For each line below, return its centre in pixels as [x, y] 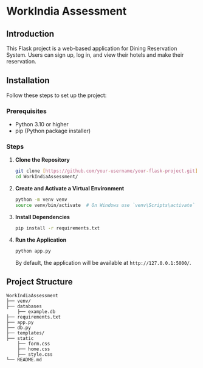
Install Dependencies [42, 217]
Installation [28, 81]
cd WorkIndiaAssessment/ [46, 177]
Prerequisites [26, 111]
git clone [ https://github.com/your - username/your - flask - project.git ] [106, 171]
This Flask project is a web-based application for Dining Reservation [92, 48]
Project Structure [40, 282]
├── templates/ [26, 333]
